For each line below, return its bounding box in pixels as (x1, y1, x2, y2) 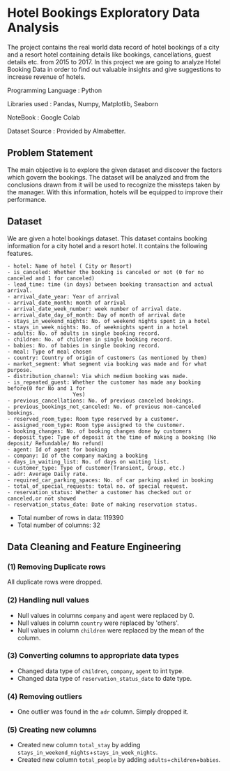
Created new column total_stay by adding (17, 741, 141, 749)
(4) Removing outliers (7, 691, 82, 701)
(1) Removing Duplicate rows (7, 561, 106, 571)
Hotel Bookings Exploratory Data (7, 5, 200, 21)
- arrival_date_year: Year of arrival (7, 293, 120, 300)
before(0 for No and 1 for (7, 384, 86, 392)
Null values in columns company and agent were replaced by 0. (17, 611, 194, 619)
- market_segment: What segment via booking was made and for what (7, 360, 208, 368)
